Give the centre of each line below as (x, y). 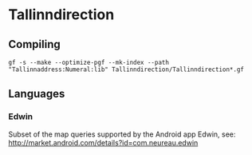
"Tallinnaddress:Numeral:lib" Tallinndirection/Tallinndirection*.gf (126, 70)
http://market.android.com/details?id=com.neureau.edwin (103, 142)
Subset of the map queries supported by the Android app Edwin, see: (122, 134)
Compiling (35, 44)
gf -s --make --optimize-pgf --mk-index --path (89, 62)
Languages (37, 94)
